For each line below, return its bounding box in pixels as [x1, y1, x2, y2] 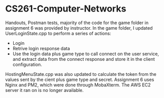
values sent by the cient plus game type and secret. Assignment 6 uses [5, 76, 154, 82]
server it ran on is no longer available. [5, 87, 84, 93]
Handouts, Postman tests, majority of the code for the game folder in [5, 20, 149, 26]
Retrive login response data [12, 45, 70, 51]
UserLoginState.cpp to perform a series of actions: [5, 30, 111, 36]
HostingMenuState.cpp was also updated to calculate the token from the [5, 71, 157, 77]
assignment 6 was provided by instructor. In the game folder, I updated [5, 25, 153, 31]
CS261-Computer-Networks [5, 3, 127, 15]
